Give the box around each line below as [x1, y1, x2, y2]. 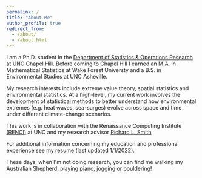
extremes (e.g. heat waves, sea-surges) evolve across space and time [6, 104, 182, 111]
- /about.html [12, 37, 47, 43]
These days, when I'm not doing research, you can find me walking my [6, 159, 183, 165]
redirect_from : [6, 25, 45, 32]
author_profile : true [6, 20, 61, 26]
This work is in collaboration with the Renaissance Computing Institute [6, 122, 182, 129]
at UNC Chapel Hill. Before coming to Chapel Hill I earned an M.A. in [6, 60, 177, 67]
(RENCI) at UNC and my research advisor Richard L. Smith [6, 128, 152, 136]
